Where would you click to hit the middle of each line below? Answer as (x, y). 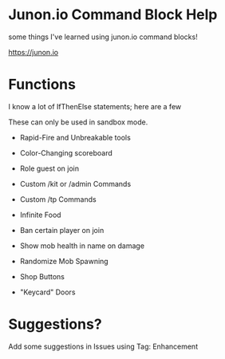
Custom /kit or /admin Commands (75, 183)
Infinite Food (40, 215)
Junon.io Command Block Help (113, 15)
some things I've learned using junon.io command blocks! (103, 37)
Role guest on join (49, 168)
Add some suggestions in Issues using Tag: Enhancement (103, 346)
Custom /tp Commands (58, 199)
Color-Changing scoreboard (66, 152)
